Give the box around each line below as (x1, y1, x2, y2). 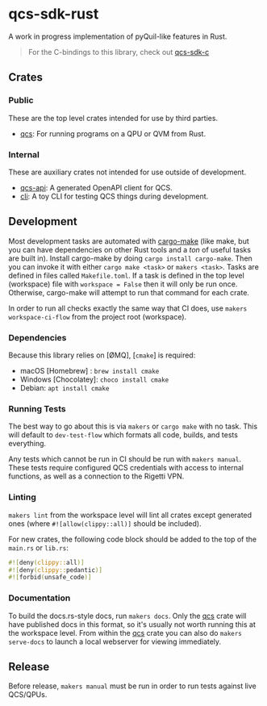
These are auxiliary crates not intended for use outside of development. (8, 167, 247, 177)
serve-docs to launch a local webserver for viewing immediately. (8, 637, 222, 646)
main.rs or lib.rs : (8, 542, 69, 553)
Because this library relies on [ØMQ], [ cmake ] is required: (8, 350, 196, 360)
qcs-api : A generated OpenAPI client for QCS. (19, 182, 173, 192)
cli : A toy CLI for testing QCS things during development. (19, 191, 209, 201)
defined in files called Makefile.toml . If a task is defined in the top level (8, 270, 244, 280)
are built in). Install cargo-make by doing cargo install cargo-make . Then (8, 253, 252, 263)
